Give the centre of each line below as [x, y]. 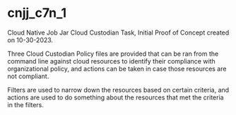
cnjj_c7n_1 [37, 13]
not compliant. [28, 76]
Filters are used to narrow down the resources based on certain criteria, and [118, 90]
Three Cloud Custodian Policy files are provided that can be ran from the [113, 54]
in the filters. [26, 104]
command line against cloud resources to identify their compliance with [111, 61]
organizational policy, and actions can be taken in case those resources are [117, 68]
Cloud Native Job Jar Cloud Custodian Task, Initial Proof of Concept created [118, 32]
